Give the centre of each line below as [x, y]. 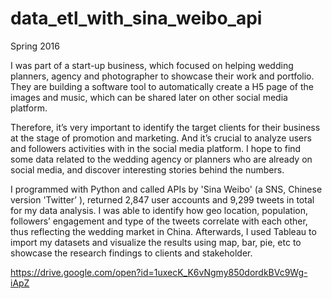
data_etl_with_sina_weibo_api [136, 18]
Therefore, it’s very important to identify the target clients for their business [165, 127]
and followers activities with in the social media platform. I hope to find [156, 148]
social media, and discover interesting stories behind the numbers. [147, 169]
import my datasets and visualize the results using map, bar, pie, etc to [156, 242]
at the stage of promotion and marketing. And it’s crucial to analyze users [161, 138]
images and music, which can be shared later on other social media [149, 97]
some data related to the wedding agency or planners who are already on [161, 159]
